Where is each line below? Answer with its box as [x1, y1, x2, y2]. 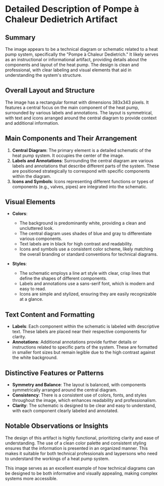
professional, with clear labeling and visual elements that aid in [5, 67, 132, 73]
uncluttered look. [19, 225, 54, 231]
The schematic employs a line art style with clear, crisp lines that [19, 270, 150, 276]
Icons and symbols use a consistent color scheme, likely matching [19, 246, 153, 252]
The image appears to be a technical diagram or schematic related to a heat [5, 46, 158, 52]
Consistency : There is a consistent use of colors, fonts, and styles [12, 392, 147, 398]
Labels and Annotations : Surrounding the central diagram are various [12, 157, 153, 163]
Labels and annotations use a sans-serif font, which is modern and [19, 281, 154, 287]
